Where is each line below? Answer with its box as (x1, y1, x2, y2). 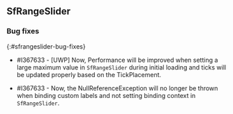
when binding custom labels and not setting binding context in (16, 91, 196, 99)
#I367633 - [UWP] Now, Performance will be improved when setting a (16, 56, 218, 64)
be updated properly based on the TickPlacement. (16, 70, 162, 79)
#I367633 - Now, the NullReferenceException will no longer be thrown (16, 83, 218, 92)
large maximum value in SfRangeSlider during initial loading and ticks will (16, 63, 227, 72)
